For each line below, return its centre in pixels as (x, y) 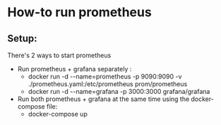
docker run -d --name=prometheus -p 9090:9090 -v (105, 76)
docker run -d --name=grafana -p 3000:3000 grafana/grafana (119, 91)
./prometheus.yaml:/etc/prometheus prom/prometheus (108, 84)
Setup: (22, 38)
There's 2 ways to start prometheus (59, 55)
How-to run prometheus (79, 12)
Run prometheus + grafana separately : (74, 69)
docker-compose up (58, 114)
